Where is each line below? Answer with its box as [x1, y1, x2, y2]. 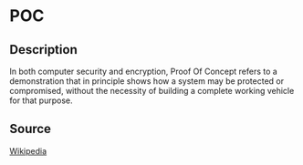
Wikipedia [9, 145, 47, 156]
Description [9, 42, 78, 57]
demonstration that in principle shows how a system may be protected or [9, 76, 285, 87]
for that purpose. [9, 95, 73, 106]
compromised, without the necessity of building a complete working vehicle [9, 86, 295, 96]
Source [9, 121, 52, 137]
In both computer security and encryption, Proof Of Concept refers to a [9, 66, 278, 77]
